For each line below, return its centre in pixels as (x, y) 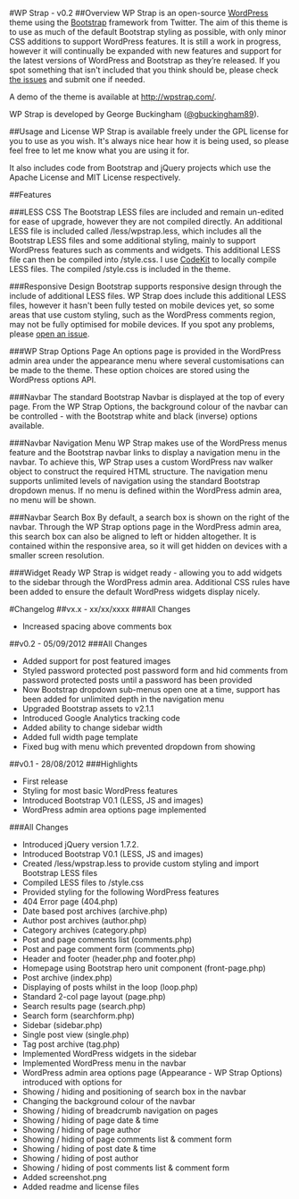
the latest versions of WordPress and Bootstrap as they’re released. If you (145, 60)
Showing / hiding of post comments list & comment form (126, 1168)
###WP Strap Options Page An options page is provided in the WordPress (145, 351)
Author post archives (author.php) (84, 920)
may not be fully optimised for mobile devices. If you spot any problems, (142, 324)
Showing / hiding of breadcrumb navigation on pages (120, 1110)
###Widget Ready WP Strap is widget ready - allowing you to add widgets (146, 573)
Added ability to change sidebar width (92, 727)
